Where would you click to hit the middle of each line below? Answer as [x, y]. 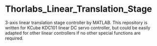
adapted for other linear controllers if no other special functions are [73, 33]
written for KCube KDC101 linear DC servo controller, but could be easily [78, 27]
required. [14, 38]
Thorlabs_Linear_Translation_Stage [79, 9]
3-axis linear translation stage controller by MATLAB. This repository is [76, 23]
